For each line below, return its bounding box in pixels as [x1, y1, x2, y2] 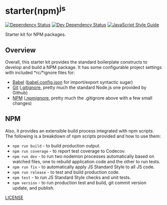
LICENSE [5, 195, 24, 201]
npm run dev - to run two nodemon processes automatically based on [12, 153, 155, 159]
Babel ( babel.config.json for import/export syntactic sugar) [12, 79, 133, 85]
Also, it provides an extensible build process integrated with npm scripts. [5, 128, 154, 134]
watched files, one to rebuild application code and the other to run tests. [12, 158, 161, 164]
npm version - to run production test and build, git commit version [12, 180, 147, 186]
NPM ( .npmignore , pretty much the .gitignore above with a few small [12, 95, 153, 101]
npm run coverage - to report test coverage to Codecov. [12, 148, 126, 154]
